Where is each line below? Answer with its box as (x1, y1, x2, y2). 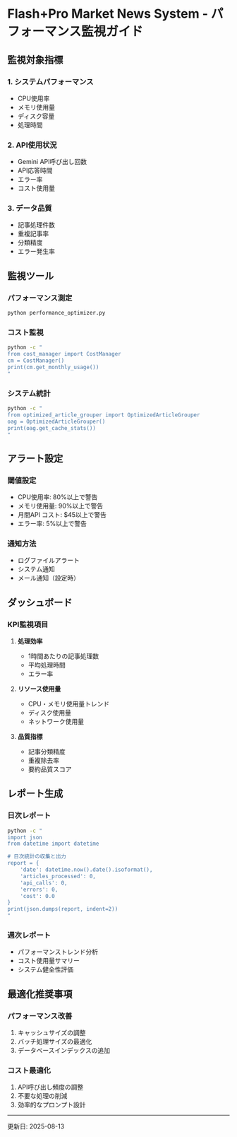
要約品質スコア (28, 765, 72, 774)
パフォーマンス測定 (7, 293, 73, 303)
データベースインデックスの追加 (17, 1046, 111, 1055)
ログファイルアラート (17, 556, 80, 565)
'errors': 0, (20, 886, 59, 893)
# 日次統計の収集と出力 (7, 853, 67, 861)
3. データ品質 (7, 204, 52, 214)
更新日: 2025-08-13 (7, 1122, 65, 1131)
